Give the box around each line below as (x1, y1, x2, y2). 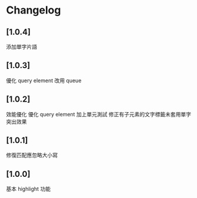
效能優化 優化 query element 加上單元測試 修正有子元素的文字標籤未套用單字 (6, 110, 192, 118)
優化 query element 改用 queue (6, 77, 82, 84)
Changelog (6, 4, 61, 17)
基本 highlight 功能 (6, 186, 51, 193)
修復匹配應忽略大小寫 (6, 152, 58, 159)
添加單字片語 (6, 43, 37, 50)
